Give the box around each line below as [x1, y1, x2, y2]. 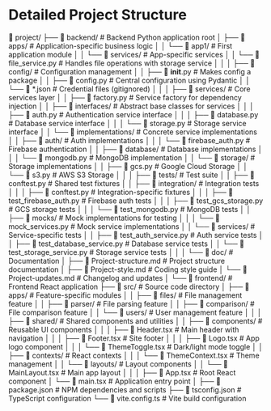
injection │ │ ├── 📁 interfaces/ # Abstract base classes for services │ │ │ [8, 101, 255, 111]
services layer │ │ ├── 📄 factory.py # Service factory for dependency [8, 92, 242, 102]
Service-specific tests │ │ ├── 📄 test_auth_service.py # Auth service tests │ [8, 230, 264, 239]
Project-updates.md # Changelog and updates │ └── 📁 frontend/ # [8, 273, 233, 282]
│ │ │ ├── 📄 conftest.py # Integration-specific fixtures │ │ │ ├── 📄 [8, 187, 234, 197]
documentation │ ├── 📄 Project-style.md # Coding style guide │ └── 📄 [8, 265, 248, 274]
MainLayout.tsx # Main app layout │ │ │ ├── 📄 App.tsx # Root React [8, 367, 236, 377]
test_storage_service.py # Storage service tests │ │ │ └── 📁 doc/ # [8, 247, 234, 256]
